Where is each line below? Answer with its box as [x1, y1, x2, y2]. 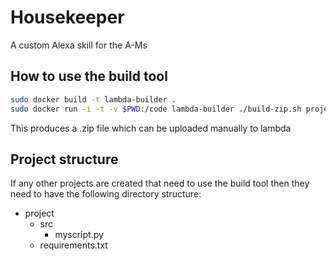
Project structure [10, 151, 119, 168]
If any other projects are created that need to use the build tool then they [10, 177, 310, 190]
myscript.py [54, 229, 104, 241]
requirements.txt [39, 239, 108, 251]
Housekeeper [10, 6, 125, 29]
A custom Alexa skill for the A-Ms [10, 39, 148, 51]
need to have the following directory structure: [10, 188, 202, 200]
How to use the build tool [10, 68, 168, 85]
